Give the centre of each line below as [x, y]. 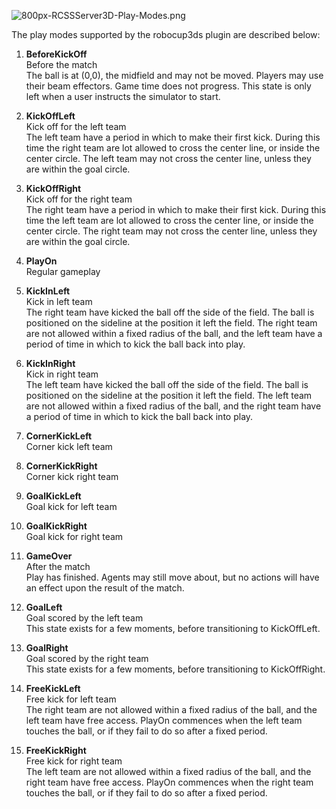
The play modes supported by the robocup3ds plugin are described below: [166, 34]
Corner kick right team [72, 476]
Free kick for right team [74, 761]
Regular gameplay [63, 271]
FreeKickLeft [53, 688]
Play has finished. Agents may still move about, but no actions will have [172, 577]
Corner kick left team [69, 446]
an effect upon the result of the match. [105, 588]
